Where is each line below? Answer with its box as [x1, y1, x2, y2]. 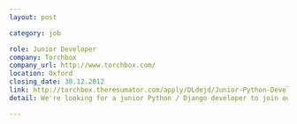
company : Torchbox [9, 53, 77, 62]
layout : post [9, 12, 57, 22]
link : [9, 85, 29, 94]
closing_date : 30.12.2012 [9, 77, 104, 86]
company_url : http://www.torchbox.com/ [9, 61, 156, 70]
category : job [9, 28, 62, 38]
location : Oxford [9, 69, 73, 78]
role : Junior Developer [9, 45, 97, 54]
